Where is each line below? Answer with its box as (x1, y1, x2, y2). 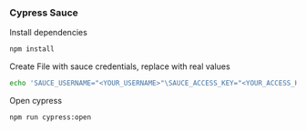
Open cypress (9, 96, 62, 106)
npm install (9, 45, 55, 54)
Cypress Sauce (9, 6, 79, 19)
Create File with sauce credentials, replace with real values (9, 61, 230, 72)
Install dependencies (9, 27, 88, 38)
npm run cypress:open (9, 113, 92, 122)
